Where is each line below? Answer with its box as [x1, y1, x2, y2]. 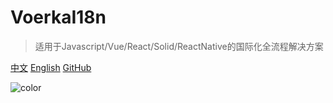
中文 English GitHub [10, 61, 92, 73]
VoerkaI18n [10, 6, 107, 29]
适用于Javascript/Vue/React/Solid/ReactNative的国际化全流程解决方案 [34, 40, 324, 52]
